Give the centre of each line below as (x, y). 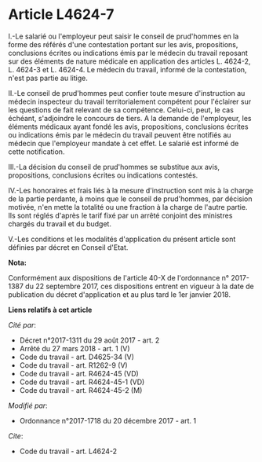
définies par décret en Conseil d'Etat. (68, 247)
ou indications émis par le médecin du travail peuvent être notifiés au (120, 134)
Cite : (16, 436)
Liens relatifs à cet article (50, 310)
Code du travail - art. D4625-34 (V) (77, 357)
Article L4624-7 (61, 15)
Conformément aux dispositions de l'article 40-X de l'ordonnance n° (119, 277)
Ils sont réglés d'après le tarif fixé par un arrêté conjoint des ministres (120, 215)
